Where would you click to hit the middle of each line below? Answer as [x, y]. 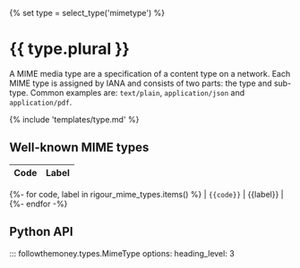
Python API [41, 232]
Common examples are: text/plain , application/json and [137, 92]
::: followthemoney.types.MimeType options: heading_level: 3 [122, 253]
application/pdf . [41, 102]
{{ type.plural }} [69, 49]
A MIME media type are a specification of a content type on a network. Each [150, 73]
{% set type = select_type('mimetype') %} [87, 13]
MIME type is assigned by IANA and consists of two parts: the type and [141, 83]
